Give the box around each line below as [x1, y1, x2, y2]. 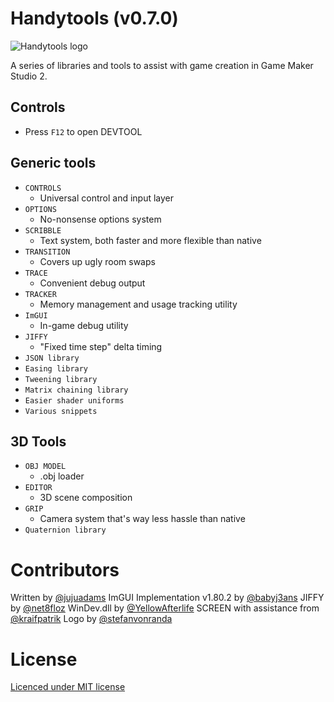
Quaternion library [24, 525, 107, 536]
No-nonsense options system [39, 213, 162, 225]
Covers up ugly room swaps [39, 255, 156, 267]
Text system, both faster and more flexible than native [39, 234, 262, 246]
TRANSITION [24, 247, 71, 257]
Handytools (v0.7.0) [10, 7, 179, 30]
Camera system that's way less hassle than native [39, 513, 246, 525]
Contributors [10, 558, 120, 581]
